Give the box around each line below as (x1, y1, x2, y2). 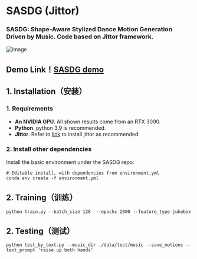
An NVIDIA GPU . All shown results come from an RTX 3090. (14, 118, 161, 125)
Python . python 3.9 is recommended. (14, 124, 106, 131)
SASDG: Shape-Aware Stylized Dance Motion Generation (6, 25, 173, 34)
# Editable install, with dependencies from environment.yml (6, 170, 160, 176)
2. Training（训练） (6, 193, 78, 203)
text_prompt (6, 247, 35, 253)
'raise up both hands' (37, 247, 94, 253)
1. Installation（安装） (6, 87, 87, 97)
